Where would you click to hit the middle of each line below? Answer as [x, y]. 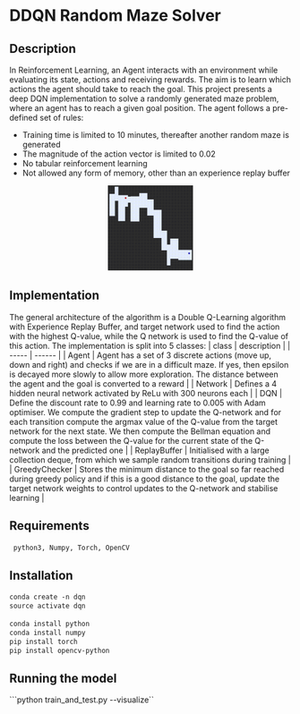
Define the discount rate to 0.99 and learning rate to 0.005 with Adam [137, 403]
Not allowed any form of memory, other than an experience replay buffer [156, 173]
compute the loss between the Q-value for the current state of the [131, 440]
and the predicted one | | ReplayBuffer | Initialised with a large [156, 450]
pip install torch [43, 642]
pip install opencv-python [60, 651]
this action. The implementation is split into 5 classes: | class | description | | [150, 345]
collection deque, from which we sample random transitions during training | [150, 459]
